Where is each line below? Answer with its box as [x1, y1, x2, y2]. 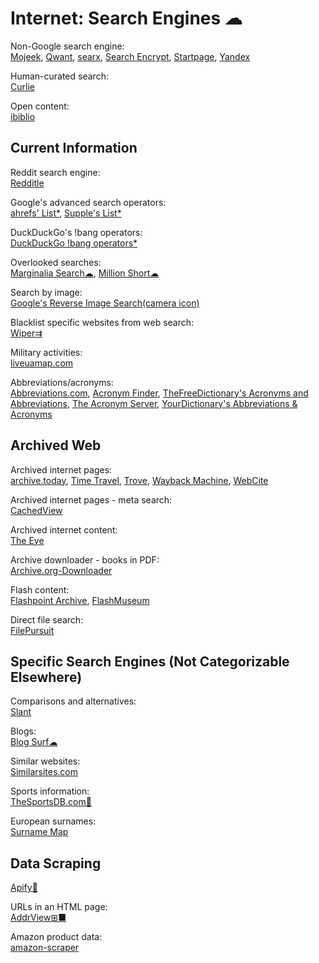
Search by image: [10, 286, 83, 298]
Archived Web [10, 437, 102, 454]
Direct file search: [10, 613, 84, 626]
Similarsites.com [10, 766, 79, 778]
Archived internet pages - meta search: [10, 493, 173, 506]
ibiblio [10, 110, 36, 122]
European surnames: [10, 815, 97, 827]
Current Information [10, 140, 138, 157]
